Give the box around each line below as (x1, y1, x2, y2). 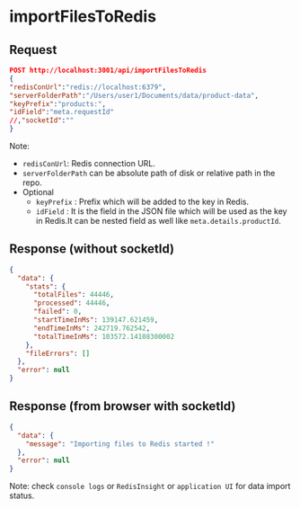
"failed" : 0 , (32, 307, 83, 316)
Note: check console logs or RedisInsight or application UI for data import (9, 481, 291, 492)
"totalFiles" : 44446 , (32, 290, 115, 299)
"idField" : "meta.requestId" (9, 108, 115, 117)
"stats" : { (25, 281, 66, 291)
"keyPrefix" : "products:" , (9, 99, 106, 109)
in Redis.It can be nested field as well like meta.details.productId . (35, 216, 281, 226)
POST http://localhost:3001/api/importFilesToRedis (9, 66, 207, 75)
